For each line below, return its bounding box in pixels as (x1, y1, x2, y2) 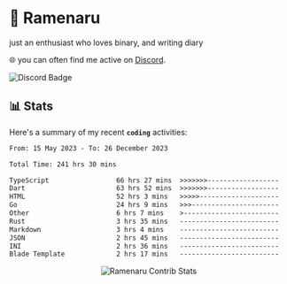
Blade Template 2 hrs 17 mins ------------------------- (9, 249, 279, 259)
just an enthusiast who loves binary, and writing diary (9, 37, 204, 48)
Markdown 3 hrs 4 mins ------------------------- (9, 225, 279, 234)
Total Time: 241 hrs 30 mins (9, 159, 117, 169)
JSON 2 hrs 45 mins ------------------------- (9, 234, 279, 242)
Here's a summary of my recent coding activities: (9, 127, 188, 137)
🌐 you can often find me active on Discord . (9, 54, 167, 65)
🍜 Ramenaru (9, 8, 101, 28)
